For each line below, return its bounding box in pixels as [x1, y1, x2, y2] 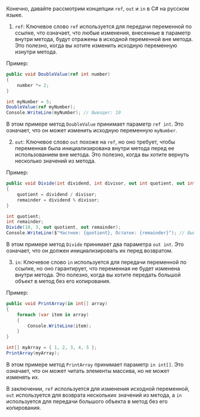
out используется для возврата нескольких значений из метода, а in [6, 391, 182, 399]
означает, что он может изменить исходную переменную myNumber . [6, 127, 177, 134]
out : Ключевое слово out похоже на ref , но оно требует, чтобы [14, 138, 176, 145]
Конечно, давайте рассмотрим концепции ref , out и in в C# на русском [6, 5, 189, 12]
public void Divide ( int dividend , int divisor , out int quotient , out [6, 181, 185, 186]
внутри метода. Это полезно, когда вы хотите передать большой [14, 271, 181, 278]
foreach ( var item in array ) [17, 312, 89, 318]
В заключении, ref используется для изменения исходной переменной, [6, 385, 190, 392]
